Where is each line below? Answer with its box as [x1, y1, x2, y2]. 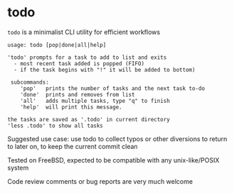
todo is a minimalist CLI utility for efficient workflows [7, 28, 161, 36]
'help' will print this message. [20, 104, 122, 111]
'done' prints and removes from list [20, 91, 135, 98]
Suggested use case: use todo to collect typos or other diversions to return [7, 134, 228, 143]
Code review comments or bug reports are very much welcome [7, 177, 193, 185]
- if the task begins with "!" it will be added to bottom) [14, 66, 196, 73]
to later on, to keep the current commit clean [7, 142, 138, 150]
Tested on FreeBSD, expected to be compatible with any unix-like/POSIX [7, 155, 220, 164]
